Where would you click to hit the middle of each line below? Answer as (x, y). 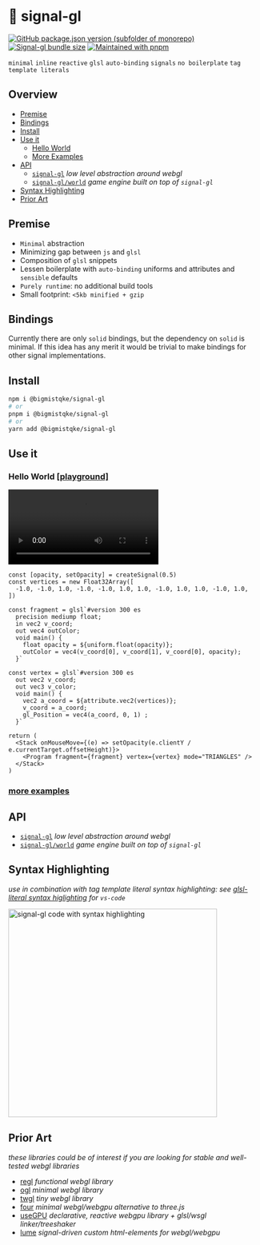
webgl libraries (55, 1166)
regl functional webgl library (66, 1181)
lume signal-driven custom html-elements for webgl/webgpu (120, 1232)
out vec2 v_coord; (46, 680)
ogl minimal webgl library (62, 1190)
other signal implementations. (57, 356)
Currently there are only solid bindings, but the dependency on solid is (127, 338)
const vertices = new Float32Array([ (71, 582)
